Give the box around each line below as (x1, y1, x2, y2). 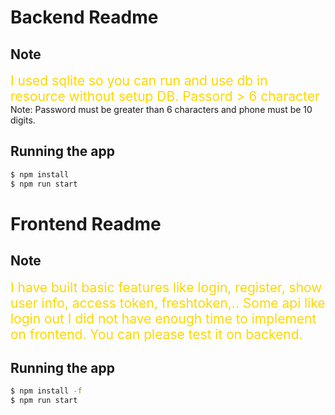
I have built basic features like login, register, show (10, 279, 323, 296)
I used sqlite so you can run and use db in (10, 72, 268, 89)
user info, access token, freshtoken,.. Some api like (10, 294, 326, 311)
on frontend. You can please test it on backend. (10, 326, 303, 343)
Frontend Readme (10, 212, 162, 235)
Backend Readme (10, 6, 159, 29)
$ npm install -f (10, 386, 83, 396)
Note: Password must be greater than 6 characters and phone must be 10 (10, 104, 313, 115)
